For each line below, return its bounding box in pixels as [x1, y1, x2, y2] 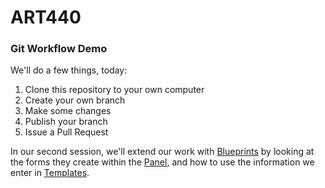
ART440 [10, 6, 82, 29]
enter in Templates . [10, 167, 90, 179]
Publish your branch [24, 116, 108, 128]
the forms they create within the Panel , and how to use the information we [10, 156, 315, 168]
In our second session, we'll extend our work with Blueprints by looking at [10, 146, 315, 158]
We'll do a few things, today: [10, 64, 128, 76]
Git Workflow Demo [10, 42, 108, 56]
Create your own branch [24, 94, 126, 106]
